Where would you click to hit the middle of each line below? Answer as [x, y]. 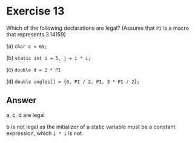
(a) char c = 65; [27, 46]
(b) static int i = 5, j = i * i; [49, 58]
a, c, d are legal [25, 115]
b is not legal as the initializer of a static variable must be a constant [91, 127]
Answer [21, 100]
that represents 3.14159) [36, 34]
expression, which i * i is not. [45, 133]
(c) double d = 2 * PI [34, 69]
